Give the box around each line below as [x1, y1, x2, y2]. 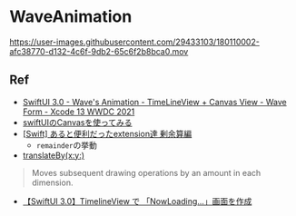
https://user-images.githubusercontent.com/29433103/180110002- [9, 36, 261, 47]
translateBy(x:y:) [22, 150, 84, 161]
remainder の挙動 [35, 139, 98, 151]
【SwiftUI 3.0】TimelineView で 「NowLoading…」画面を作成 [22, 195, 252, 206]
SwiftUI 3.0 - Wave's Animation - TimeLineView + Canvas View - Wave [22, 96, 288, 107]
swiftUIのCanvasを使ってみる [22, 116, 133, 128]
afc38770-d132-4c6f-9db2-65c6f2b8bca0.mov [9, 45, 189, 56]
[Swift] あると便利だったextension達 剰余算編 [22, 128, 192, 139]
